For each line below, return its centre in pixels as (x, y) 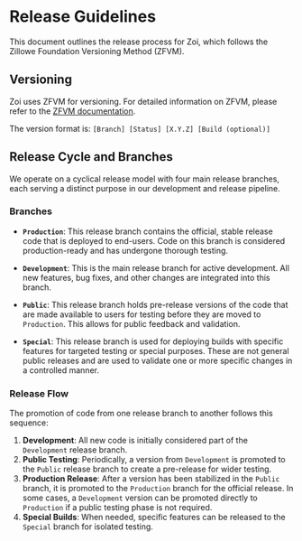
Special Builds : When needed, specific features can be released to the (154, 518)
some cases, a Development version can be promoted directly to (140, 498)
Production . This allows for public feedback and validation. (131, 323)
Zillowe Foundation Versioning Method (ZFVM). (97, 51)
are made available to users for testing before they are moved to (142, 314)
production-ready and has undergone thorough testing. (125, 250)
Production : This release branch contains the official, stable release (147, 231)
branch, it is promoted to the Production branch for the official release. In (158, 489)
